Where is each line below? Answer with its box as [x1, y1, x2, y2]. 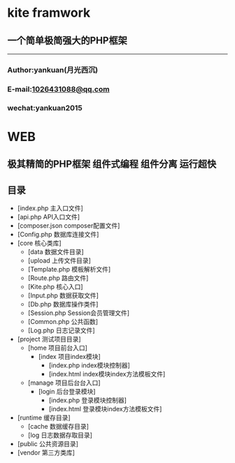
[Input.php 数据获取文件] [27, 291, 99, 300]
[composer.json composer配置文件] [17, 221, 120, 230]
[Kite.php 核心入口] [27, 283, 83, 291]
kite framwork [7, 5, 91, 21]
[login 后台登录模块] [38, 388, 96, 396]
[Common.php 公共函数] [27, 318, 99, 326]
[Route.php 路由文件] [27, 274, 89, 282]
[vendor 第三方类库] [17, 448, 76, 457]
